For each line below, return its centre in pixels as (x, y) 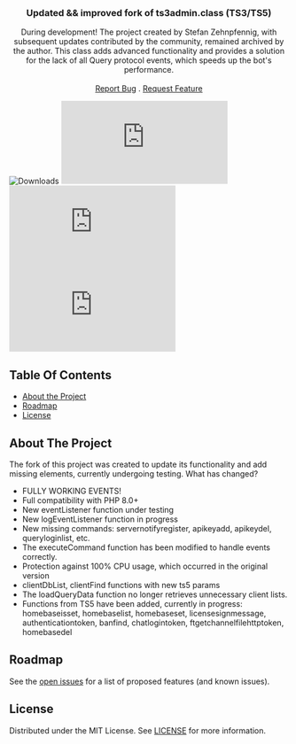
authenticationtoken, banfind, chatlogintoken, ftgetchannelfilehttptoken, (153, 623)
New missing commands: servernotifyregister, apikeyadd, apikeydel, (147, 528)
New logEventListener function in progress (100, 519)
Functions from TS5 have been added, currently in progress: (132, 603)
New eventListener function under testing (98, 509)
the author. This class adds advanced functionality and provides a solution (149, 51)
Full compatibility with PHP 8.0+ (80, 500)
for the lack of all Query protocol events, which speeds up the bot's (149, 60)
